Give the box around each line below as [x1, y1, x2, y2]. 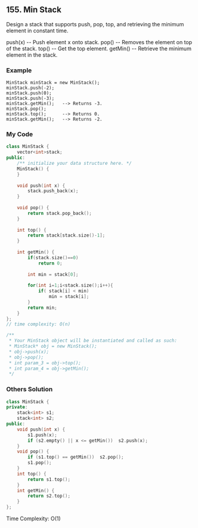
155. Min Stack [6, 5, 61, 15]
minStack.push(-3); [6, 96, 55, 102]
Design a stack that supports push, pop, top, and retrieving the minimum [6, 20, 184, 27]
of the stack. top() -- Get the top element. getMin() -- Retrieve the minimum [6, 45, 192, 52]
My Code [6, 130, 33, 139]
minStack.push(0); [6, 90, 52, 96]
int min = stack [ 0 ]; [27, 271, 79, 277]
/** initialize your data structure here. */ [17, 161, 132, 167]
